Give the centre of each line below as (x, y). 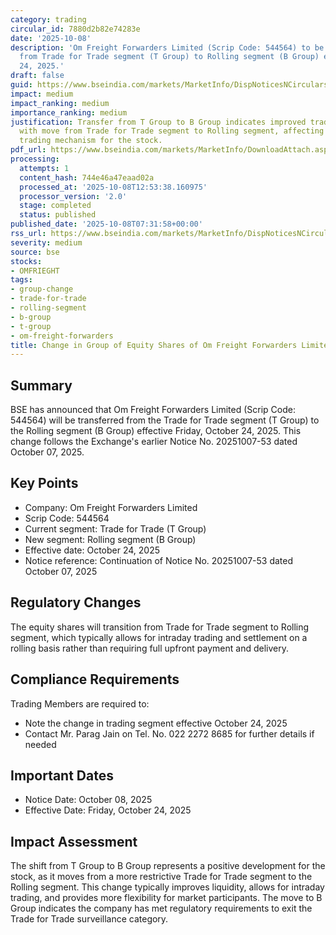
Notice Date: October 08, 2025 (88, 800)
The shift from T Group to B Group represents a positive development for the (168, 866)
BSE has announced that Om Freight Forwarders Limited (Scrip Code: (153, 410)
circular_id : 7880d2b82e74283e (75, 29)
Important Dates (62, 775)
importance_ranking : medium (69, 112)
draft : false (37, 76)
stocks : (26, 261)
